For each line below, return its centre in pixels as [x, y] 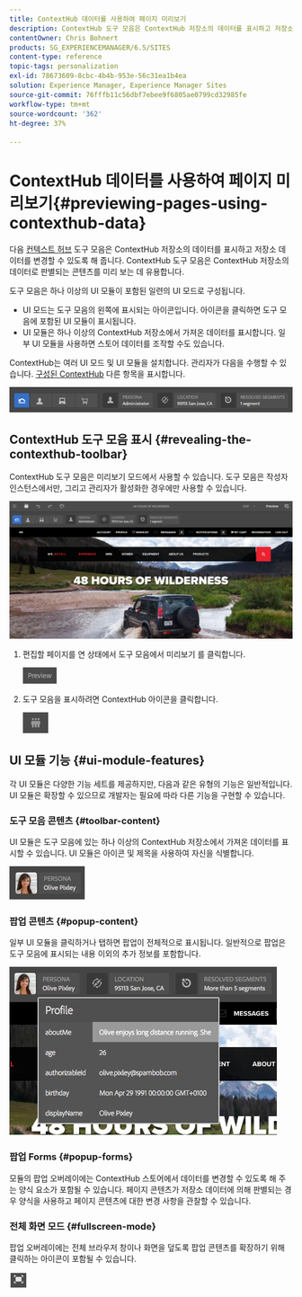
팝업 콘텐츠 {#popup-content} [74, 921]
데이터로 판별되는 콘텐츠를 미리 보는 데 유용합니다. [97, 272]
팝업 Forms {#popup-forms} [71, 1157]
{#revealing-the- [203, 439]
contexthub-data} [78, 223]
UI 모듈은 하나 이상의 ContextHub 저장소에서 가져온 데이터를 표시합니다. [149, 333]
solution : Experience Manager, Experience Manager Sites [118, 85]
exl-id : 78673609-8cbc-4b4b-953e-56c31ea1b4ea [98, 76]
